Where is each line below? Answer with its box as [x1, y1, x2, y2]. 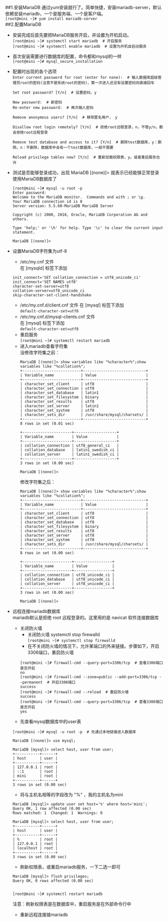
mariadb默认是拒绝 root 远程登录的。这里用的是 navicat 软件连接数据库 [12, 614, 159, 621]
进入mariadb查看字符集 [20, 343, 68, 349]
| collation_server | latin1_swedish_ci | [20, 452, 119, 457]
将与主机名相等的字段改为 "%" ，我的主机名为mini [20, 792, 123, 797]
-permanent [20, 680, 43, 685]
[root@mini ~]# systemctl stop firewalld [27, 638, 115, 643]
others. [12, 217, 29, 222]
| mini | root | [12, 773, 58, 778]
